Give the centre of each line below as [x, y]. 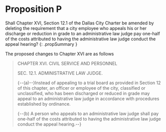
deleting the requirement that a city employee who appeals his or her [76, 28]
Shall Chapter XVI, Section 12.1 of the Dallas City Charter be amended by [80, 23]
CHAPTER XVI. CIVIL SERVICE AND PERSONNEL [67, 63]
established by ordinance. [44, 104]
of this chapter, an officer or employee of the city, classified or [81, 88]
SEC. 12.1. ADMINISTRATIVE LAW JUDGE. [60, 73]
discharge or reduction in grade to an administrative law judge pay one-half [83, 33]
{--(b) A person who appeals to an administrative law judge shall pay [88, 114]
